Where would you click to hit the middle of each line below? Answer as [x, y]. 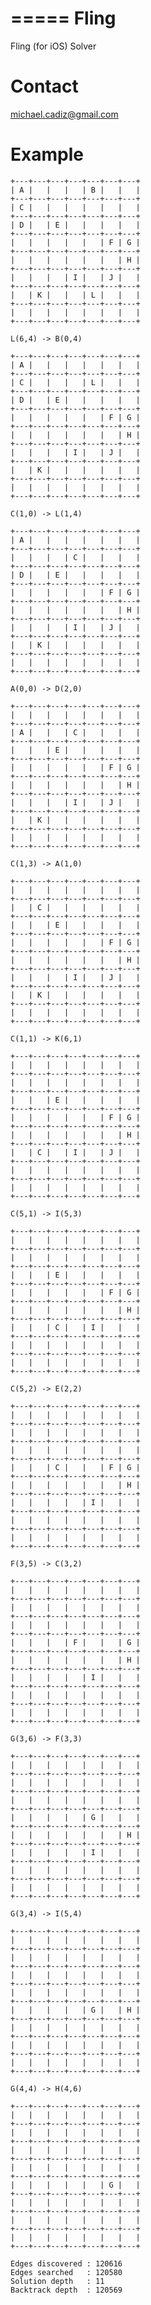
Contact [44, 86]
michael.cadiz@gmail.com [64, 114]
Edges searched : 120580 [66, 2272]
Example [47, 154]
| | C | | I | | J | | [75, 1152]
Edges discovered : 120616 [66, 2263]
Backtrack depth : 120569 [66, 2290]
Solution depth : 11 [57, 2281]
